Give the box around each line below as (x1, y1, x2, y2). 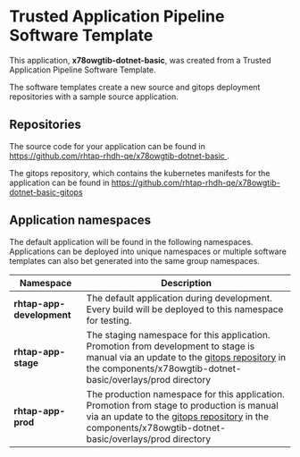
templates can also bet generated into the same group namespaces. (9, 255, 261, 266)
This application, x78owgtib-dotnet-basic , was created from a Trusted (9, 55, 271, 65)
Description (160, 276, 212, 289)
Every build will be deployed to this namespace (86, 302, 284, 315)
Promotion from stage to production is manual (86, 399, 279, 411)
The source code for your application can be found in (9, 140, 205, 151)
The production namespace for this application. (86, 387, 286, 400)
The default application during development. (86, 292, 272, 304)
